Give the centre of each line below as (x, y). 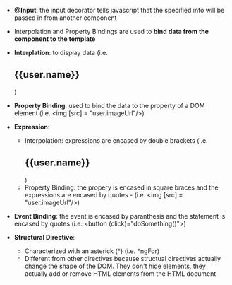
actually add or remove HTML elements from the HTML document (120, 273)
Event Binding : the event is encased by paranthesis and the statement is (120, 216)
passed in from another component (65, 18)
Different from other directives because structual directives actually (122, 258)
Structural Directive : (44, 237)
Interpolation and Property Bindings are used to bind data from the (111, 31)
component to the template (55, 39)
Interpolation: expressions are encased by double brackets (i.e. (116, 140)
